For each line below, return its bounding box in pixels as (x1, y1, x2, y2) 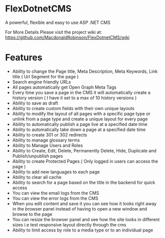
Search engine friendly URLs (12, 79, 71, 85)
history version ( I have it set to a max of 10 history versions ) (12, 95, 137, 101)
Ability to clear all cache (12, 174, 62, 180)
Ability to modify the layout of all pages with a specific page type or (12, 111, 151, 117)
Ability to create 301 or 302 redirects (12, 131, 88, 137)
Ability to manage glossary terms (12, 137, 80, 143)
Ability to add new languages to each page (12, 169, 100, 175)
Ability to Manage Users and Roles (12, 142, 83, 148)
